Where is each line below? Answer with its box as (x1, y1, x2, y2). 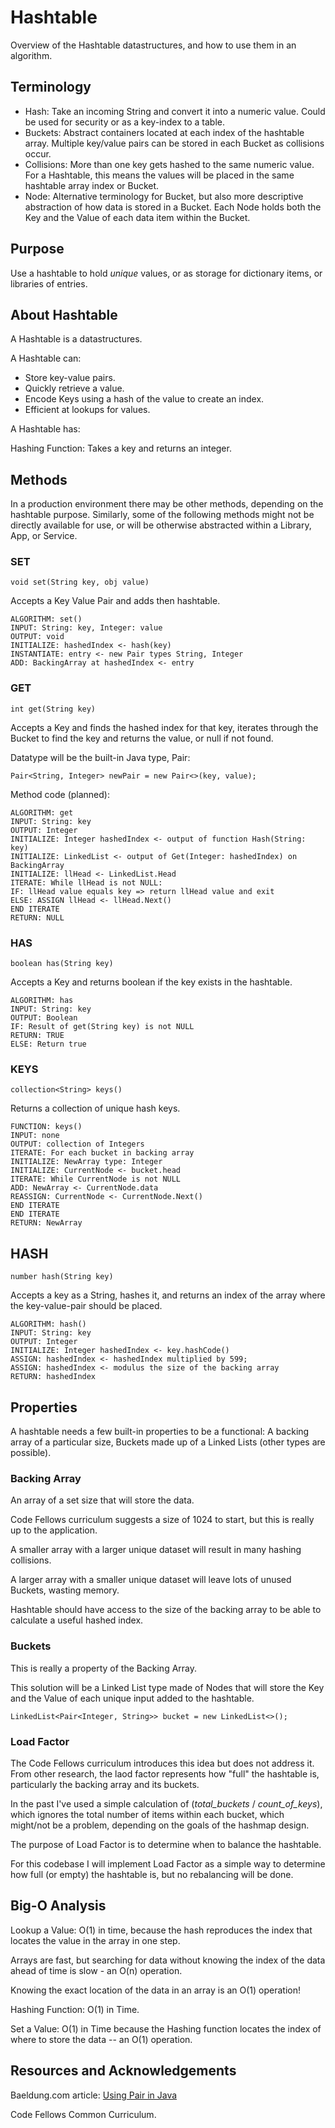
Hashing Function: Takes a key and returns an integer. (10, 442, 232, 455)
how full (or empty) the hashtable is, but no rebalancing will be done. (10, 1868, 294, 1880)
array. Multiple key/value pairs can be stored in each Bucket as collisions (24, 137, 325, 149)
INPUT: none (10, 1131, 60, 1141)
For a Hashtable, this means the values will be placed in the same (24, 169, 295, 181)
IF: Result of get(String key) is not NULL (10, 1022, 195, 1032)
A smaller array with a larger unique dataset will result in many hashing (10, 1544, 302, 1556)
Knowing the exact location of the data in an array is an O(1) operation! (10, 1984, 302, 1996)
